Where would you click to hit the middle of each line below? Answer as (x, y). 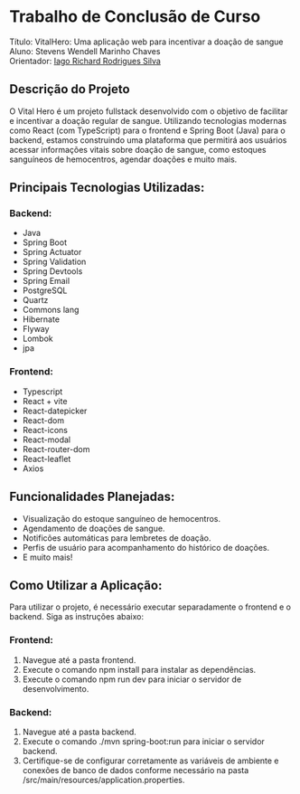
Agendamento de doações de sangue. (94, 528)
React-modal (46, 440)
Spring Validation (54, 262)
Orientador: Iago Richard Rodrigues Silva (85, 61)
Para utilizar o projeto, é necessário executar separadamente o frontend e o (150, 607)
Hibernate (41, 319)
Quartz (35, 300)
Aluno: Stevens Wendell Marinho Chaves (85, 51)
